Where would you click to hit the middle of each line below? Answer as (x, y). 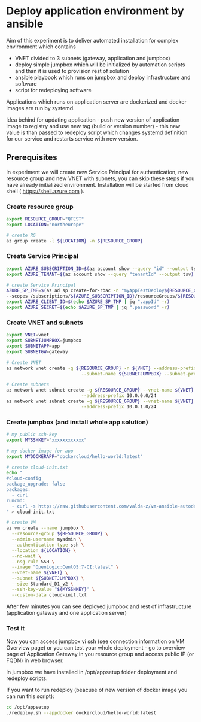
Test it (16, 628)
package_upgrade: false (36, 484)
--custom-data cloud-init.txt (49, 595)
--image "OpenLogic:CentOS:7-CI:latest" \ (65, 567)
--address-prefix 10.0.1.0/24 (119, 406)
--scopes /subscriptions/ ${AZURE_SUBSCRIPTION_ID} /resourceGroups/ (92, 296)
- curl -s (24, 506)
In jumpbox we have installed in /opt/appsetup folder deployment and (92, 672)
